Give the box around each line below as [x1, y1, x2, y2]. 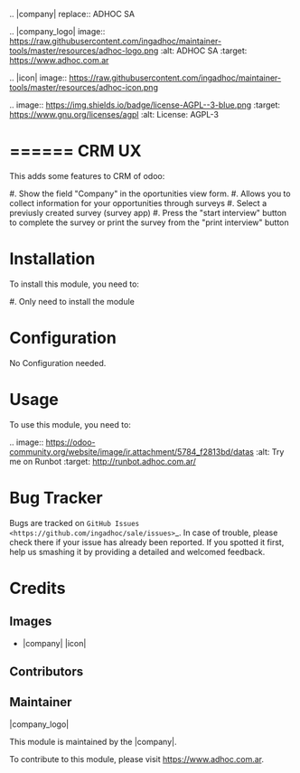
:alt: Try [256, 446, 285, 457]
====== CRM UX [9, 141, 142, 162]
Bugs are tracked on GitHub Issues [9, 517, 140, 528]
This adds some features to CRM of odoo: [9, 170, 165, 181]
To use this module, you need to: [9, 419, 131, 429]
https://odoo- [45, 437, 96, 448]
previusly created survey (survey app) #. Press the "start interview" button [9, 207, 287, 218]
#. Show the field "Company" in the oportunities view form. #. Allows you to [9, 188, 291, 199]
